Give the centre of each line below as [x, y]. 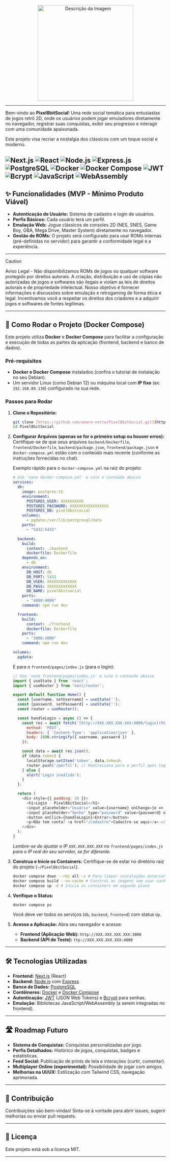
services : [23, 482]
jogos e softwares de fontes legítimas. [45, 304]
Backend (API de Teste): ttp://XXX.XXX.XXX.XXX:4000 [77, 940]
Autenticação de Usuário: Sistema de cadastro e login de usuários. [84, 214]
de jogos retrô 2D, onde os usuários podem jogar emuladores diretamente [83, 118]
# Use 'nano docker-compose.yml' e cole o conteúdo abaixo [77, 477]
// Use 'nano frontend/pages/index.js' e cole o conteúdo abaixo [83, 676]
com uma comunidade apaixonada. [42, 129]
